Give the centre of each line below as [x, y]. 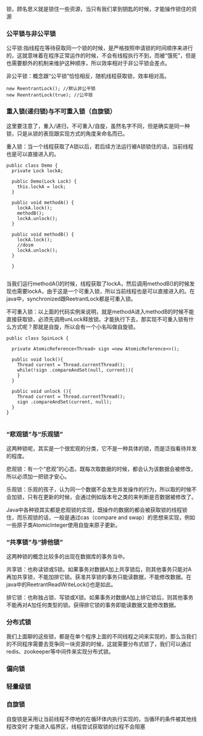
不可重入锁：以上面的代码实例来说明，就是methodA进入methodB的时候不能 [100, 312]
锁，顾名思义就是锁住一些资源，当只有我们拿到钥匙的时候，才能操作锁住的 [99, 9]
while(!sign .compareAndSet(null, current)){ [76, 370]
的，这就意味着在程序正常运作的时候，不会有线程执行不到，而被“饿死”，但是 [101, 56]
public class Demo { [32, 166]
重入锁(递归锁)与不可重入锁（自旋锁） [61, 112]
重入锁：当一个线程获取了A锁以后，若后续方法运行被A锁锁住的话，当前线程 [100, 146]
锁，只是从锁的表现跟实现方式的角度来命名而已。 [67, 133]
